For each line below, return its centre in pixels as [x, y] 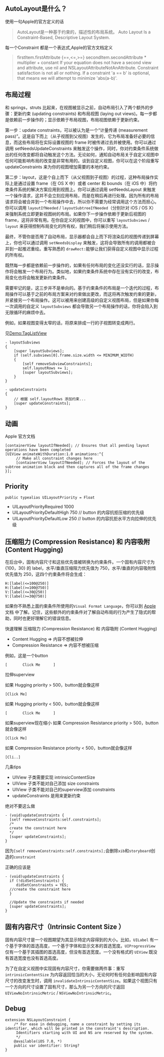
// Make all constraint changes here [54, 459]
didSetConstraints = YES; [42, 885]
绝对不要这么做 [20, 806]
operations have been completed [38, 450]
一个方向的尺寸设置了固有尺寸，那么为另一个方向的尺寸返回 [65, 987]
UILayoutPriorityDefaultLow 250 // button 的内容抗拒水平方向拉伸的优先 [84, 519]
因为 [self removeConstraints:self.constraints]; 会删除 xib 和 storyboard [78, 851]
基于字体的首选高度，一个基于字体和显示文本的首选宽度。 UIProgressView [82, 945]
